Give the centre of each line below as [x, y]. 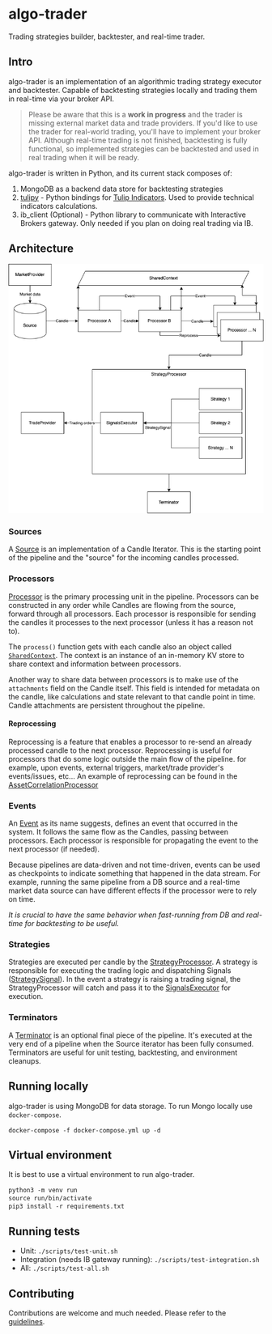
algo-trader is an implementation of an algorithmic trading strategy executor [135, 81]
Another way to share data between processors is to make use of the [123, 679]
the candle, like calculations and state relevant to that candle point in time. [132, 696]
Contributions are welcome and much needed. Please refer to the [117, 1313]
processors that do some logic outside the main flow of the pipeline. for [127, 758]
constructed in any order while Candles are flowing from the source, [122, 605]
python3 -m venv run [43, 1191]
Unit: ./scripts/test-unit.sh [69, 1251]
